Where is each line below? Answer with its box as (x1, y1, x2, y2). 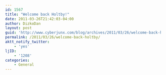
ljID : (5, 48, 16, 53)
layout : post (5, 26, 32, 31)
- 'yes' (14, 44, 30, 49)
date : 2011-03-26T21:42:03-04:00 (5, 16, 74, 21)
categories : (5, 58, 30, 63)
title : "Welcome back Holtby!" (5, 12, 70, 17)
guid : (5, 30, 16, 35)
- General (14, 62, 35, 67)
